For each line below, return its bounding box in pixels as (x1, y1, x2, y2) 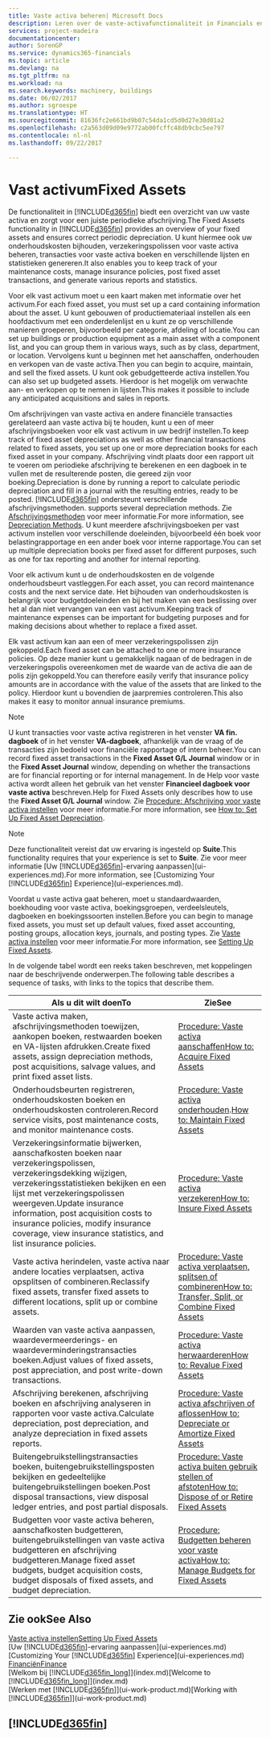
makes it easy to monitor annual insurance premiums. (8, 696, 186, 706)
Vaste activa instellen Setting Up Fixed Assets (8, 1633, 158, 1643)
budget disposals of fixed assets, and (12, 1575, 154, 1586)
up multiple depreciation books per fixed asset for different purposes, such (8, 546, 257, 556)
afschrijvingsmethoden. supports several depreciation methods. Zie (8, 503, 233, 513)
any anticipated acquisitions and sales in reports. (8, 393, 170, 403)
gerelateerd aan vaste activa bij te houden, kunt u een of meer (8, 417, 215, 427)
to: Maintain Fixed (178, 1115, 245, 1126)
